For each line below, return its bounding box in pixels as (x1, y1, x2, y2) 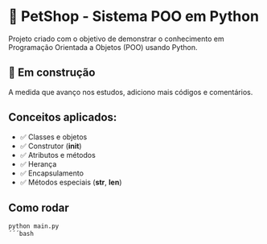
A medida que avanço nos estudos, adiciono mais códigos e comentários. (8, 87, 253, 97)
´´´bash (8, 230, 35, 238)
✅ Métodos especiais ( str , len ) (19, 177, 122, 187)
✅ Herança (19, 159, 57, 168)
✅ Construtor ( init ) (19, 141, 82, 151)
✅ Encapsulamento (19, 168, 84, 178)
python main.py (8, 222, 60, 230)
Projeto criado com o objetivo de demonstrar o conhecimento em (8, 34, 224, 43)
